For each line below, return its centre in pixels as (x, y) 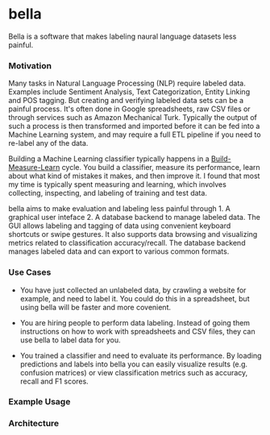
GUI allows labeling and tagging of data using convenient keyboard (120, 226)
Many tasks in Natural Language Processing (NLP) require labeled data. (127, 83)
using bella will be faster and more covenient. (96, 307)
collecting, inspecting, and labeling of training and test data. (108, 193)
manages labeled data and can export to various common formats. (119, 251)
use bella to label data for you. (70, 340)
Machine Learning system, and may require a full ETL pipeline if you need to (135, 135)
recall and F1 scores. (54, 381)
